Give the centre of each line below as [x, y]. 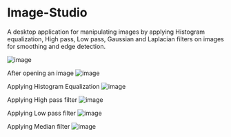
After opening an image [41, 73]
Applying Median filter [39, 126]
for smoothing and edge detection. [56, 46]
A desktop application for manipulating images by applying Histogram [106, 32]
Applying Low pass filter [42, 113]
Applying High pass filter [42, 99]
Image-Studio [47, 13]
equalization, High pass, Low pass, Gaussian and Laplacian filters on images [115, 39]
